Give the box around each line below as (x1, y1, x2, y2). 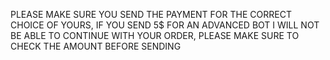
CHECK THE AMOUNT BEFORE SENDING (10, 40, 182, 52)
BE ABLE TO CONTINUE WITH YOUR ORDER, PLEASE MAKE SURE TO (10, 30, 300, 41)
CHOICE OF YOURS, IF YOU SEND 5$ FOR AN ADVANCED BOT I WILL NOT (10, 19, 320, 31)
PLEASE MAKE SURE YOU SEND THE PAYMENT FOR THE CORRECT (10, 9, 292, 20)
